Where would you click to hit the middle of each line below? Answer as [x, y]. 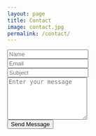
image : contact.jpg [36, 27]
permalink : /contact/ [39, 33]
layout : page [26, 14]
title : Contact [29, 20]
